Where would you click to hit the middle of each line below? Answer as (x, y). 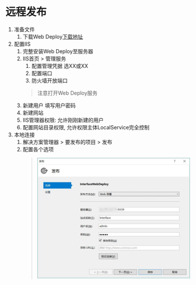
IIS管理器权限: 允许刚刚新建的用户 (63, 120)
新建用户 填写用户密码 (49, 105)
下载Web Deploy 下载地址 (53, 36)
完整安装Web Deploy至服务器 (58, 51)
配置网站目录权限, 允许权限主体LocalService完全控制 (86, 127)
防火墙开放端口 (49, 80)
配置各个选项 (38, 149)
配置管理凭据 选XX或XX (60, 66)
